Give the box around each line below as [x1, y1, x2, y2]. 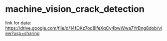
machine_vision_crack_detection [5, 3, 144, 15]
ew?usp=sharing [5, 30, 40, 36]
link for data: [5, 20, 32, 26]
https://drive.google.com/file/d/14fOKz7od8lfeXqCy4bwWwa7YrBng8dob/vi [5, 25, 162, 31]
